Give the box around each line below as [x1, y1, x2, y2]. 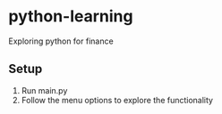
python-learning [8, 6, 133, 27]
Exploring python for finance [8, 36, 114, 46]
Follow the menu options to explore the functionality [21, 94, 214, 105]
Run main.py [21, 85, 68, 95]
